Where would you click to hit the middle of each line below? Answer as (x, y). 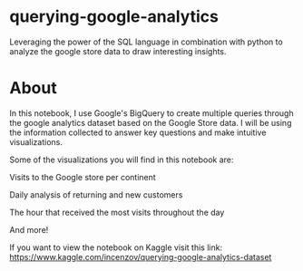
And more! (29, 229)
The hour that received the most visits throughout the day (117, 212)
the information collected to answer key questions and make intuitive (138, 132)
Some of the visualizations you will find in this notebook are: (122, 160)
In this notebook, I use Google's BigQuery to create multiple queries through (151, 113)
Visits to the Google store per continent (83, 177)
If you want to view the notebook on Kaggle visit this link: (116, 247)
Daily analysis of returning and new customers (96, 194)
